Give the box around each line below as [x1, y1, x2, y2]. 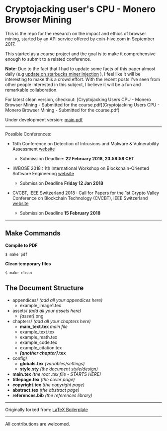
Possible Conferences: [5, 131, 52, 137]
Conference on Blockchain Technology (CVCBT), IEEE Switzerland [12, 195, 148, 201]
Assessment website [12, 146, 55, 152]
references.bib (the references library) [12, 392, 93, 398]
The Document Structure [5, 284, 84, 292]
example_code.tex [19, 339, 57, 345]
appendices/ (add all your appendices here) [12, 297, 103, 303]
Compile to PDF [5, 242, 38, 248]
